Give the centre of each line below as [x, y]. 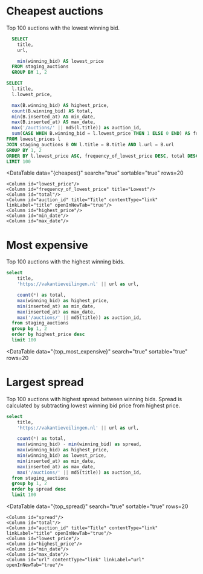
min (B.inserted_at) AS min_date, [54, 117]
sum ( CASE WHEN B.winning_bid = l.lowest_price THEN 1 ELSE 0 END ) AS [101, 134]
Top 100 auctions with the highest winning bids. [66, 262]
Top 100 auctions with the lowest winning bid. [63, 28]
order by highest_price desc [48, 334]
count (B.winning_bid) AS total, [53, 111]
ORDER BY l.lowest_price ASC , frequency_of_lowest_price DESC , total [96, 156]
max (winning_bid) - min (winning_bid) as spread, [79, 444]
